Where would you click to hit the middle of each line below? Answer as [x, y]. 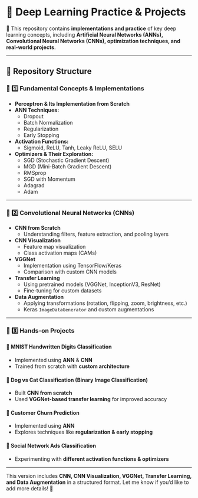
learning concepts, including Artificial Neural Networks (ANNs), [85, 34]
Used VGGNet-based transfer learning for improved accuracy [91, 399]
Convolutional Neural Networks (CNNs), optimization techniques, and [93, 41]
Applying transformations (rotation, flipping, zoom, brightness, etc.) [105, 303]
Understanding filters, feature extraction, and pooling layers [96, 234]
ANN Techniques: [37, 110]
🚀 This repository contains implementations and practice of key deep [91, 28]
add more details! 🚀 [30, 488]
